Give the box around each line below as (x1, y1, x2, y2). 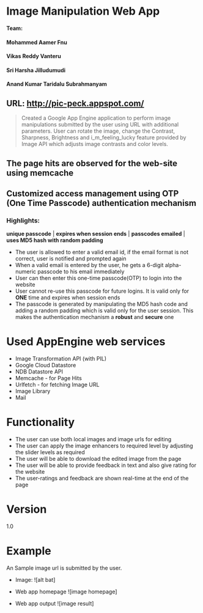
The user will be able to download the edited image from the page (15, 455, 182, 463)
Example (6, 544, 51, 558)
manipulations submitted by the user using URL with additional (21, 121, 179, 128)
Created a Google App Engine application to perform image (21, 114, 171, 122)
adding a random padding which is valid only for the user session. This (15, 307, 194, 314)
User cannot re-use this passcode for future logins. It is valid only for (15, 287, 190, 295)
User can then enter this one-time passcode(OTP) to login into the (15, 274, 182, 282)
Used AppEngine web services (6, 335, 166, 349)
